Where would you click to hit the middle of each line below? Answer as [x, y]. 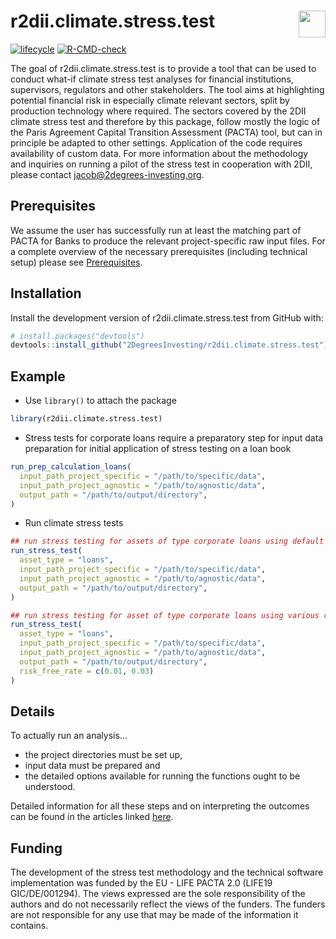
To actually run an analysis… [69, 736]
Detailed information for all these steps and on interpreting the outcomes [160, 806]
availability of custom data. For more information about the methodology [159, 153]
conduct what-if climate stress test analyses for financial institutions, [152, 79]
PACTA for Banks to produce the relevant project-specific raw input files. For [168, 241]
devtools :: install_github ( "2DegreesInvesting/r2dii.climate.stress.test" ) [169, 345]
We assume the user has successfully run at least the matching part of [156, 230]
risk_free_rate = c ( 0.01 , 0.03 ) [87, 671]
